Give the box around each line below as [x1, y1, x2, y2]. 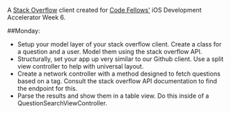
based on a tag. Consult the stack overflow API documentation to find [17, 77, 218, 85]
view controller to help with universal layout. [17, 62, 144, 70]
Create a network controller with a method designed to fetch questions [17, 69, 221, 78]
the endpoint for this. [17, 85, 78, 92]
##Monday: [7, 27, 40, 35]
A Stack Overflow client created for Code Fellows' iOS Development [7, 6, 202, 14]
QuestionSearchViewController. [17, 99, 108, 107]
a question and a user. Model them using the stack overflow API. [17, 48, 202, 55]
